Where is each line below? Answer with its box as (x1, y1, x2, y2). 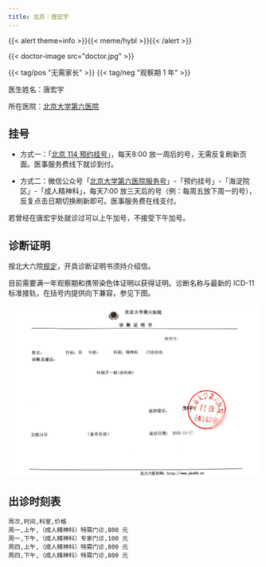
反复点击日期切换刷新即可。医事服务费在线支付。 (19, 196, 181, 206)
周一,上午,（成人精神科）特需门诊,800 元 (8, 526, 129, 534)
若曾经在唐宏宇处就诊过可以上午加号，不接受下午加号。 (8, 213, 190, 223)
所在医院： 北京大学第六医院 (8, 101, 100, 111)
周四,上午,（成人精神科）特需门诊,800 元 (8, 543, 129, 551)
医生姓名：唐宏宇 (8, 84, 65, 94)
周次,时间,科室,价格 (8, 518, 67, 526)
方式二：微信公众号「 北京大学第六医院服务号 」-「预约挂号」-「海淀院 (19, 176, 250, 186)
